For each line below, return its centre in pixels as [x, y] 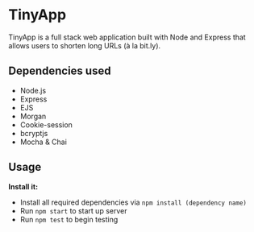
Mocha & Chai [43, 142]
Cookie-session [46, 124]
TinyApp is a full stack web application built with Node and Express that [127, 37]
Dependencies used [60, 71]
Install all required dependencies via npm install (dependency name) [133, 202]
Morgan [33, 116]
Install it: [23, 186]
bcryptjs [34, 133]
